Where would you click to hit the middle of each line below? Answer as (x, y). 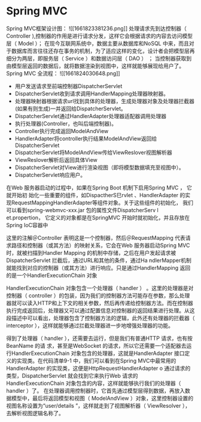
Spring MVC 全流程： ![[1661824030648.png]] (63, 73)
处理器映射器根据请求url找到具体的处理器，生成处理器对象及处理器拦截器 (104, 101)
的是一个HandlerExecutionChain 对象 (52, 275)
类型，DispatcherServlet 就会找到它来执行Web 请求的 (72, 375)
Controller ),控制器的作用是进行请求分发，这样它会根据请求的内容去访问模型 (100, 36)
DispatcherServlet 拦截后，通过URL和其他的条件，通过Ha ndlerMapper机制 (99, 260)
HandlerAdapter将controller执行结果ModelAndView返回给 (86, 138)
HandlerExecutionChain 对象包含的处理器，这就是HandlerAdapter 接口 (98, 353)
